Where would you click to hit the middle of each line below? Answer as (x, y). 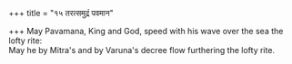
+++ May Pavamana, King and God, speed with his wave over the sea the (146, 31)
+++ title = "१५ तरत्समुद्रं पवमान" (61, 13)
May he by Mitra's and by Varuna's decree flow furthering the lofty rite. (141, 50)
